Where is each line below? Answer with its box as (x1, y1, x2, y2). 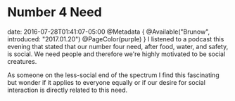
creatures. (7, 57, 37, 65)
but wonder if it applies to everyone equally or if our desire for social (7, 78, 206, 86)
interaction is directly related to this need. (7, 86, 128, 94)
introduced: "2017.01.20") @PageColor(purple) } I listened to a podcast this (7, 34, 224, 43)
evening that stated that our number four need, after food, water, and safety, (7, 42, 229, 50)
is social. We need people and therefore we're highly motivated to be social (7, 50, 226, 58)
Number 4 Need (7, 4, 102, 20)
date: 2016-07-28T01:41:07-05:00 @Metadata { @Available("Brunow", (7, 27, 210, 36)
